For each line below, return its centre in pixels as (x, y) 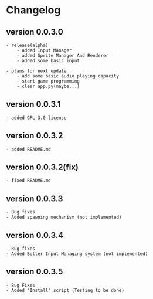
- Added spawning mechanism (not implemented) (64, 218)
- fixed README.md (28, 181)
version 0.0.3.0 (35, 32)
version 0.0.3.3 (35, 198)
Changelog (33, 10)
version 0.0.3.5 (35, 272)
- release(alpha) (27, 45)
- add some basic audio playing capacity (68, 76)
